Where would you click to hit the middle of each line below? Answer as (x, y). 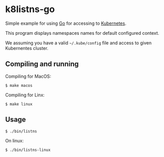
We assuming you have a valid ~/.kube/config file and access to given (78, 43)
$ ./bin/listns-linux (28, 150)
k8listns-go (30, 9)
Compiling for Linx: (25, 95)
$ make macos (19, 85)
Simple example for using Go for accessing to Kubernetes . (66, 23)
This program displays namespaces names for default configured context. (82, 33)
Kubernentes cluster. (27, 48)
